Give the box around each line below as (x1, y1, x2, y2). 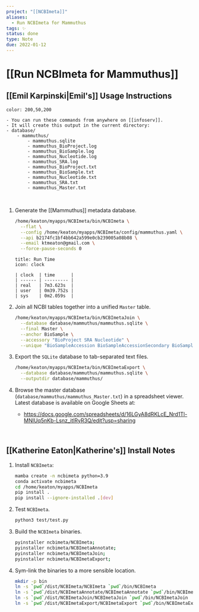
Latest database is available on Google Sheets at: (14, 399, 135, 406)
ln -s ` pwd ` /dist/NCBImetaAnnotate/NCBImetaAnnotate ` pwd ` (14, 589, 165, 595)
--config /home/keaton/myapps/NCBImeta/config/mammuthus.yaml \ (20, 229, 183, 235)
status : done (6, 31, 39, 37)
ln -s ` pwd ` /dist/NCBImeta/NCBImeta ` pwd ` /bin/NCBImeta (14, 583, 156, 590)
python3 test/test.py (14, 518, 68, 523)
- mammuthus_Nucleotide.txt (27, 174, 97, 180)
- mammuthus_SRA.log (27, 159, 78, 165)
